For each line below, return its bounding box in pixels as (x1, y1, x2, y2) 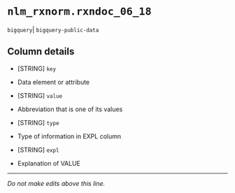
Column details (7, 45, 75, 57)
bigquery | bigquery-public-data (7, 25, 99, 34)
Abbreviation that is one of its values (17, 105, 123, 113)
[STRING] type (17, 118, 59, 127)
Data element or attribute (17, 78, 90, 86)
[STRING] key (17, 64, 57, 73)
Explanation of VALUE (17, 159, 81, 167)
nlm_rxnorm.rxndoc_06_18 (7, 5, 152, 18)
